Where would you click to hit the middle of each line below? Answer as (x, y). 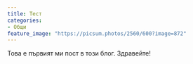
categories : (25, 20)
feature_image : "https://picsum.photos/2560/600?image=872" (97, 33)
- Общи (17, 27)
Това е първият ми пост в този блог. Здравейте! (79, 53)
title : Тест (25, 14)
